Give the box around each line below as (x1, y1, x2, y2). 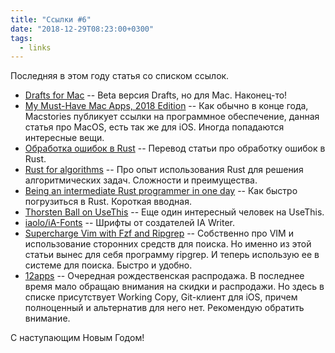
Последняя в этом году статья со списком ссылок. (10, 70, 230, 82)
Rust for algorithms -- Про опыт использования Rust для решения (24, 164, 304, 176)
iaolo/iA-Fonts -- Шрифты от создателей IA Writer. (24, 217, 236, 229)
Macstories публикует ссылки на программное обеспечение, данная (24, 111, 320, 123)
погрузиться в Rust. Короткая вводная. (24, 196, 192, 208)
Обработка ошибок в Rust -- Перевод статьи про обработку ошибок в (24, 142, 326, 155)
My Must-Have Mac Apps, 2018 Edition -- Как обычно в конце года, (24, 100, 309, 112)
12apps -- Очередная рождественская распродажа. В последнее (24, 270, 305, 282)
